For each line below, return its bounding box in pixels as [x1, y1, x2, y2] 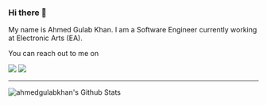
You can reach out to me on [8, 49, 99, 58]
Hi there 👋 [8, 7, 48, 18]
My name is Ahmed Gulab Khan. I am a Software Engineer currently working [8, 25, 257, 35]
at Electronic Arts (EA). [8, 33, 83, 43]
